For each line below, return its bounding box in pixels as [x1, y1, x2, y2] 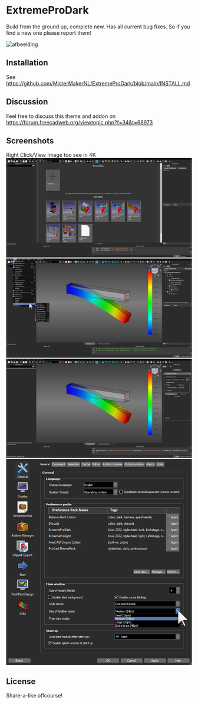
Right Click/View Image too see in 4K [6, 152, 96, 159]
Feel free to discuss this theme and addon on [6, 113, 116, 120]
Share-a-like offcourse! [6, 692, 63, 699]
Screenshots [6, 136, 54, 146]
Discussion [6, 97, 48, 107]
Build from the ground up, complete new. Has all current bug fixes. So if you [6, 23, 190, 30]
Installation [6, 58, 48, 68]
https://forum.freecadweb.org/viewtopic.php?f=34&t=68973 [6, 119, 153, 126]
